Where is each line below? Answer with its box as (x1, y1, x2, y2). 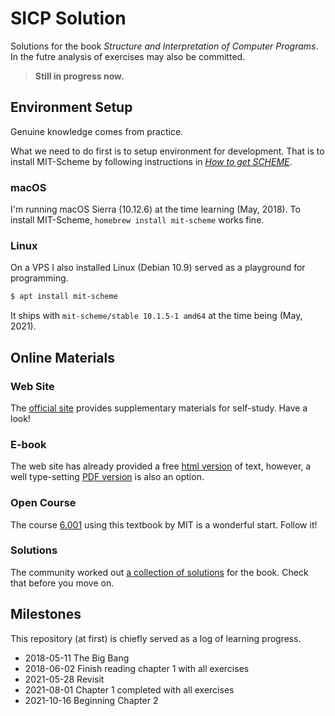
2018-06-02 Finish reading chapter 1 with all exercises (24, 662, 250, 674)
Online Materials (10, 349, 115, 366)
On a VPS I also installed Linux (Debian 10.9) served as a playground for (10, 262, 306, 274)
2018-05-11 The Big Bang (24, 652, 130, 664)
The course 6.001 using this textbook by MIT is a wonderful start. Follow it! (10, 518, 318, 531)
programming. (10, 272, 69, 284)
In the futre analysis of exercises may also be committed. (10, 50, 246, 62)
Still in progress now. (34, 70, 125, 82)
